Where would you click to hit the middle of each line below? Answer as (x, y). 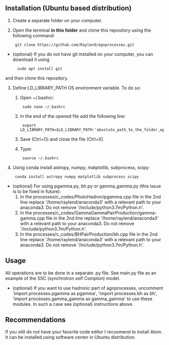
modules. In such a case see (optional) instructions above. (73, 304)
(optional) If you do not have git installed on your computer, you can (83, 54)
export (29, 125)
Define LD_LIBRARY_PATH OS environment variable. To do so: (77, 88)
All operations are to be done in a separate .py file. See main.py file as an (81, 273)
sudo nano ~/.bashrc (44, 107)
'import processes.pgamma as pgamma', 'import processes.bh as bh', (85, 293)
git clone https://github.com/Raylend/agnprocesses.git (75, 45)
